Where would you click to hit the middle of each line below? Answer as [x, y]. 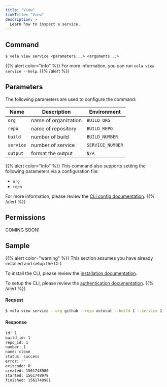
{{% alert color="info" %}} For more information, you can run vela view [80, 66]
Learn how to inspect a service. [45, 24]
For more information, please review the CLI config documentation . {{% [80, 196]
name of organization [57, 120]
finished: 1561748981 [28, 380]
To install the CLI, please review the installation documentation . [71, 273]
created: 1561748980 [27, 371]
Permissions [25, 218]
